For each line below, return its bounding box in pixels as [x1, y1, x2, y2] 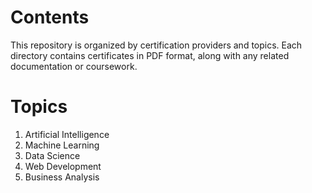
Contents [10, 6, 90, 29]
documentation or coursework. [10, 60, 138, 72]
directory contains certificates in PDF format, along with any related [10, 49, 290, 61]
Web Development [24, 160, 102, 172]
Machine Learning [24, 139, 100, 151]
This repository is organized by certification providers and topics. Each [10, 39, 303, 51]
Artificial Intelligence [24, 128, 110, 140]
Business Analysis [24, 171, 100, 183]
